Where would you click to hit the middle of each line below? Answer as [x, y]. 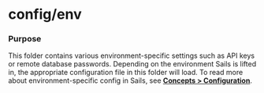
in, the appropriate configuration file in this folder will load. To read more [126, 73]
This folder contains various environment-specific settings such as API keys [131, 55]
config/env [45, 14]
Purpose [25, 39]
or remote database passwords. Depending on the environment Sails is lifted [132, 64]
